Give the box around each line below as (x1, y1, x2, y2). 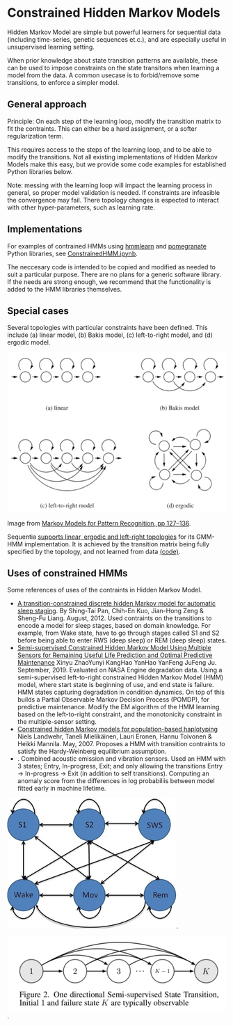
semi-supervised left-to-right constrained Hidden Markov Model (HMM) (17, 673, 224, 681)
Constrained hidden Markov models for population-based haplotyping (17, 725, 218, 734)
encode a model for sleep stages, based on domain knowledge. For (17, 622, 211, 630)
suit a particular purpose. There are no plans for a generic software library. (7, 270, 221, 278)
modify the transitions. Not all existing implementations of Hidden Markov (7, 152, 218, 161)
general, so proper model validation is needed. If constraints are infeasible (7, 188, 220, 196)
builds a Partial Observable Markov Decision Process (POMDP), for (17, 695, 210, 704)
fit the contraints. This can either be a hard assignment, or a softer (7, 124, 197, 133)
